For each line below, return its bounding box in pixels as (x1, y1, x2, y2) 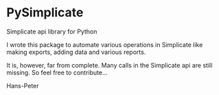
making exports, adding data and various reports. (6, 48, 146, 56)
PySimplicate (6, 5, 84, 21)
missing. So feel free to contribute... (6, 68, 108, 77)
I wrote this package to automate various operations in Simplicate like (6, 40, 203, 49)
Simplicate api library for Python (6, 27, 97, 36)
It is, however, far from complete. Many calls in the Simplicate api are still (6, 61, 213, 69)
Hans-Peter (6, 81, 39, 90)
